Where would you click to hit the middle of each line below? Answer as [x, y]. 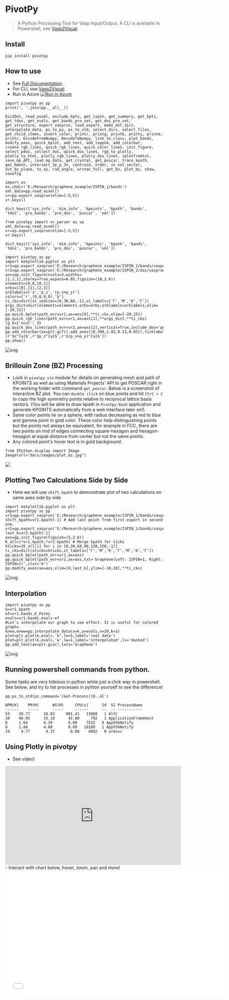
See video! [24, 759]
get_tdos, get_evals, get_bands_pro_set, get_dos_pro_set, [68, 121]
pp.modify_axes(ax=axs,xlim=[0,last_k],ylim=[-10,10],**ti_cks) [74, 569]
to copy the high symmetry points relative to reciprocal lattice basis [82, 399]
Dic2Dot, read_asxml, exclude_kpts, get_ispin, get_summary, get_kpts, [82, 117]
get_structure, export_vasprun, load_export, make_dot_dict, [71, 125]
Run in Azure [26, 94]
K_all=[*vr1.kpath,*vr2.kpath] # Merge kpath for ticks [65, 542]
